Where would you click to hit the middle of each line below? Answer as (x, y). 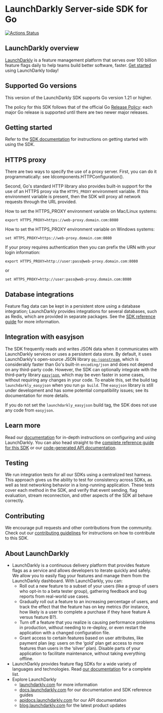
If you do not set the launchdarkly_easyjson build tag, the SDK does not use (81, 405)
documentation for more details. (37, 395)
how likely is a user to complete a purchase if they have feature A (85, 612)
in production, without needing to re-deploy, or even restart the (82, 628)
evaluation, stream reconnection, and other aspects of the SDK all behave (79, 495)
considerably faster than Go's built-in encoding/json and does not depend (79, 364)
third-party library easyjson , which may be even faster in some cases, (75, 375)
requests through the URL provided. (41, 202)
